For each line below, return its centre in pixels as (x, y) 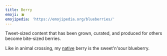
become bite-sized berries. (33, 38)
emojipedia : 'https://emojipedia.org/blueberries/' (60, 19)
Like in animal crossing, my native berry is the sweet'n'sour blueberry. (77, 48)
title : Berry (19, 10)
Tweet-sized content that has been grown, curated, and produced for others (84, 33)
